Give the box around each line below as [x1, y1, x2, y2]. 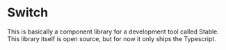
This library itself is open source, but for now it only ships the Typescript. [7, 34, 217, 42]
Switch [7, 5, 49, 21]
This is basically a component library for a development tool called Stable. [7, 27, 219, 36]
